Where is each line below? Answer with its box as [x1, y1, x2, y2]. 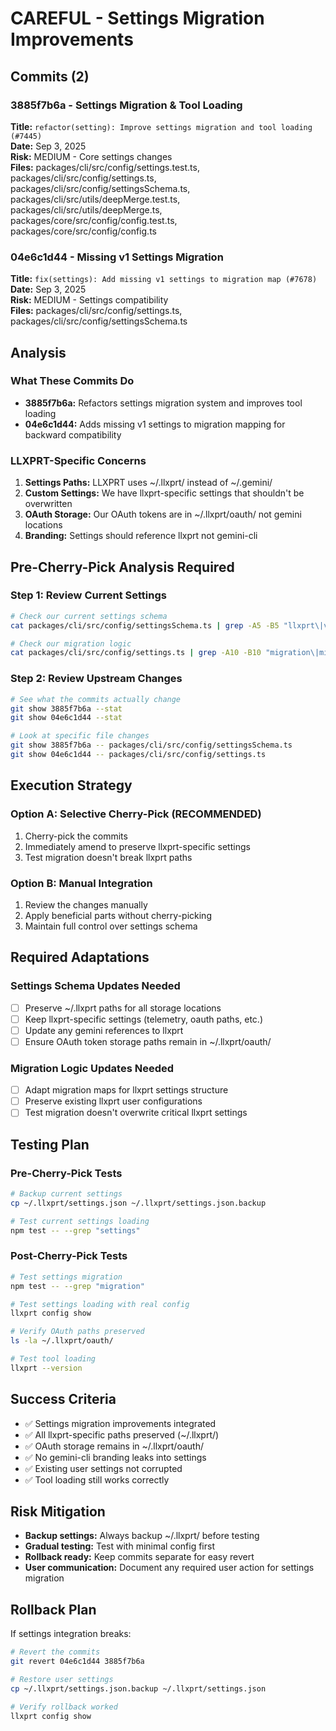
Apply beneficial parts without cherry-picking [24, 909, 212, 921]
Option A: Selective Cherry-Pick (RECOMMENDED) [10, 807, 262, 821]
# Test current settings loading [10, 1216, 150, 1226]
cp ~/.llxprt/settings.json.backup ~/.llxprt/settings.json [10, 1683, 267, 1694]
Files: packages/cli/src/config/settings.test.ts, [10, 161, 200, 173]
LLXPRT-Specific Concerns [10, 453, 147, 467]
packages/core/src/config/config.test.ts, [10, 214, 178, 226]
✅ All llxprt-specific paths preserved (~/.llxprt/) [24, 1428, 220, 1441]
